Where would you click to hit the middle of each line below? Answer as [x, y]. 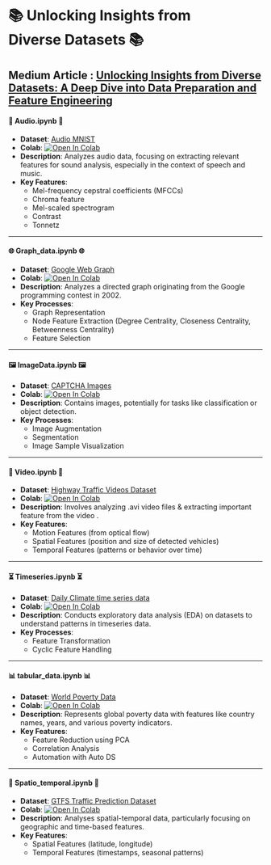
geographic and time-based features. [82, 827]
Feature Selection [61, 338]
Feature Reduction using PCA [81, 740]
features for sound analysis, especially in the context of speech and [133, 165]
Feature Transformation [71, 640]
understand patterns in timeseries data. [85, 623]
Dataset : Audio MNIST [57, 139]
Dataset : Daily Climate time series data [85, 597]
